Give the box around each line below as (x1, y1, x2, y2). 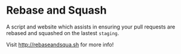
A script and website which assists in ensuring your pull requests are (6, 23, 176, 30)
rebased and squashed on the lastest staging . (6, 29, 119, 36)
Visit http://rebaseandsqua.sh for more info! (6, 41, 114, 48)
